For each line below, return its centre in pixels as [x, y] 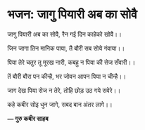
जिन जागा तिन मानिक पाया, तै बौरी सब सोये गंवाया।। [66, 48]
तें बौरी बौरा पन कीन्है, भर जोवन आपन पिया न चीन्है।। [67, 76]
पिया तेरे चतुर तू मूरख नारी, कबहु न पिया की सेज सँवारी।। [71, 62]
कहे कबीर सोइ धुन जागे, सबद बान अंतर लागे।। [60, 104]
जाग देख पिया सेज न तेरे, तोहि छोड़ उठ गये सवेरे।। [64, 90]
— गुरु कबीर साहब [28, 118]
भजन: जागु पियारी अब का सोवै [72, 14]
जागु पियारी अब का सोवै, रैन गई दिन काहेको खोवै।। [64, 34]
